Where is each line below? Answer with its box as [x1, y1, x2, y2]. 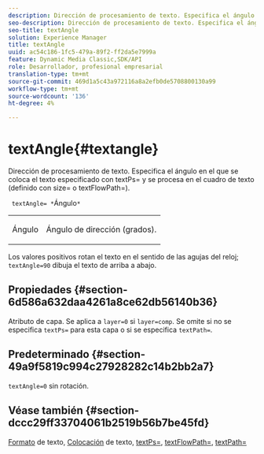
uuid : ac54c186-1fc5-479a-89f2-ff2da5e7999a [8, 48, 156, 56]
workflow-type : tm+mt [8, 84, 79, 93]
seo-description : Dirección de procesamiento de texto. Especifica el [8, 19, 244, 27]
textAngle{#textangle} [8, 140, 159, 158]
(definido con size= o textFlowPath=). [8, 183, 130, 193]
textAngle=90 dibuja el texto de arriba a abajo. [8, 261, 157, 270]
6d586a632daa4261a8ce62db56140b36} [8, 296, 218, 309]
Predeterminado [8, 348, 90, 361]
